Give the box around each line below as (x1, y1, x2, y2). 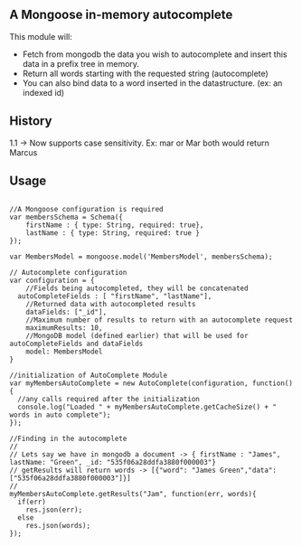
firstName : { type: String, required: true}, (25, 221, 204, 230)
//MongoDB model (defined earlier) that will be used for (25, 332, 249, 341)
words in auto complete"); (9, 410, 111, 419)
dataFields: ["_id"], (25, 307, 107, 317)
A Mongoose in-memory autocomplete (9, 7, 233, 23)
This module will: (9, 31, 72, 42)
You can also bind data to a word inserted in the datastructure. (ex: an (22, 77, 283, 89)
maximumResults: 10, (25, 324, 103, 333)
